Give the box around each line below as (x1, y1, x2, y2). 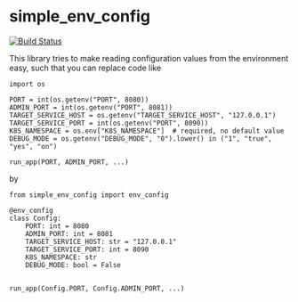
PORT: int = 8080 (25, 221, 90, 231)
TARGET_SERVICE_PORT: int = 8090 (25, 245, 149, 254)
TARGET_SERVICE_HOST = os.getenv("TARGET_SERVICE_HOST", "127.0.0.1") (9, 110, 277, 119)
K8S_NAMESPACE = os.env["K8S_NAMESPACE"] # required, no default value (9, 127, 285, 135)
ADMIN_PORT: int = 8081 (25, 229, 114, 238)
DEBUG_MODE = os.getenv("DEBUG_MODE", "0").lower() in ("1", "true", (9, 134, 273, 143)
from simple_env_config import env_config (9, 190, 169, 200)
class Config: (9, 214, 62, 223)
